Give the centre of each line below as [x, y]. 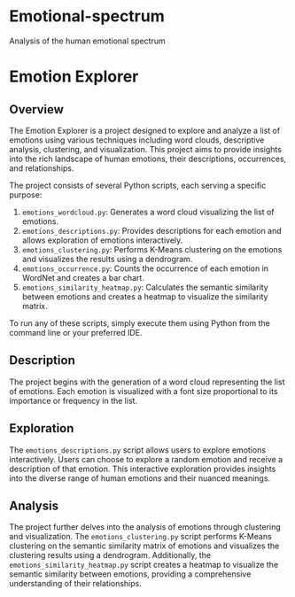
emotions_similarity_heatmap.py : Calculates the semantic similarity [145, 287]
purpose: [26, 194]
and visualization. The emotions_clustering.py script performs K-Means [140, 537]
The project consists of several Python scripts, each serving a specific [138, 185]
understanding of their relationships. [75, 584]
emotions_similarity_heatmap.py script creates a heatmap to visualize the [144, 565]
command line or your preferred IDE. [76, 332]
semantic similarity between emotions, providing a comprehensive [130, 574]
